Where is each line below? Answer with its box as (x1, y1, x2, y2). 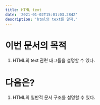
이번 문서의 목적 (5, 40, 67, 51)
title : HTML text (5, 7, 42, 13)
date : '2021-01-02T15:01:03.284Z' (5, 12, 78, 17)
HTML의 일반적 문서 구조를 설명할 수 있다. (12, 94, 95, 100)
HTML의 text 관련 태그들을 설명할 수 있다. (12, 57, 95, 63)
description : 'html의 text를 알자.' (5, 17, 78, 22)
